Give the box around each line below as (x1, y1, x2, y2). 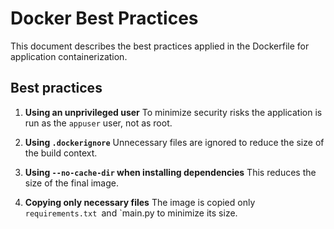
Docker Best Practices (10, 7, 199, 30)
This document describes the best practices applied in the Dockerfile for (10, 40, 310, 52)
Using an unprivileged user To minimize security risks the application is (24, 106, 323, 118)
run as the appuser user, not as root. (24, 117, 173, 129)
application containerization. (10, 50, 128, 62)
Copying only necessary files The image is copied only (24, 196, 256, 208)
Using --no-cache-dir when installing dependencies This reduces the (24, 166, 317, 178)
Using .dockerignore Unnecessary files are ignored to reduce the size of (24, 136, 325, 148)
